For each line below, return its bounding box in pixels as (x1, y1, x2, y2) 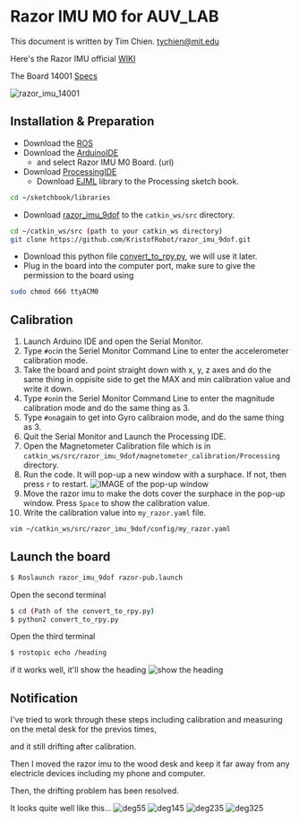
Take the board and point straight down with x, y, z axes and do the (22, 364, 272, 375)
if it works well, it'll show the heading (10, 664, 147, 675)
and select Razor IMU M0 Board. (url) (36, 157, 175, 167)
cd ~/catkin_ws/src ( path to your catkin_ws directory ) (10, 227, 223, 235)
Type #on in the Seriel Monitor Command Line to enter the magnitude (22, 393, 276, 404)
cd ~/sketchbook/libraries (10, 193, 111, 202)
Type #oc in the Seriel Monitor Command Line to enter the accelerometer (22, 346, 289, 356)
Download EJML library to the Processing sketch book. (36, 176, 240, 186)
